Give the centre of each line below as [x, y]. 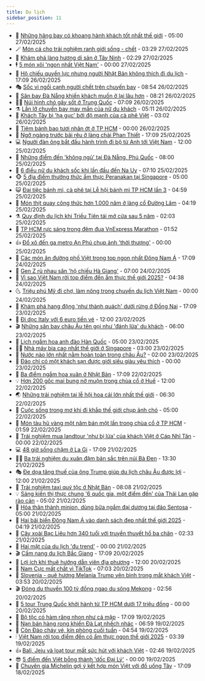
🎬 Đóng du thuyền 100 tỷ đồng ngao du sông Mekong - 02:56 [93, 588]
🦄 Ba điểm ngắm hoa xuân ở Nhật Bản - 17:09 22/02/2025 [88, 374]
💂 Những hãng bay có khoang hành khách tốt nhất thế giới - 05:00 [99, 35]
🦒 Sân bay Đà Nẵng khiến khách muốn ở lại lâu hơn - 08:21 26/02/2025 [105, 95]
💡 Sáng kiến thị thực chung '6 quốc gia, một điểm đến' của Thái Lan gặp [107, 494]
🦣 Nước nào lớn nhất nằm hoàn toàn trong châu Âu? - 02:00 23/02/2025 [107, 355]
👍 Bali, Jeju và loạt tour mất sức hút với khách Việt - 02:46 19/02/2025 [105, 650]
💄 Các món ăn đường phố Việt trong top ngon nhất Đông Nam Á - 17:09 [105, 258]
